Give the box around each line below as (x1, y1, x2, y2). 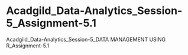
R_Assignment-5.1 (6, 42, 49, 49)
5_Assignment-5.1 (6, 16, 96, 30)
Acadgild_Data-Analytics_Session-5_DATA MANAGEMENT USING (6, 36, 166, 43)
